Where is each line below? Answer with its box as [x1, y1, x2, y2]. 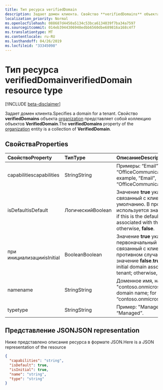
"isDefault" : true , [9, 363, 49, 368]
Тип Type [65, 154, 86, 161]
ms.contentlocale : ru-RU [5, 35, 55, 39]
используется [116, 207, 149, 214]
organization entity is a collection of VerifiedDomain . [5, 126, 112, 132]
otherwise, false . [116, 225, 155, 232]
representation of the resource [5, 344, 66, 350]
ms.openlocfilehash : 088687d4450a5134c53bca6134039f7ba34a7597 [5, 20, 136, 26]
